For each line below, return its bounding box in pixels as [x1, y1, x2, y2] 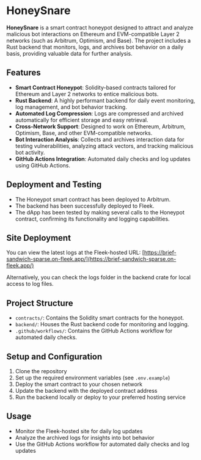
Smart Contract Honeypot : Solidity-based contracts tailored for [15, 84, 176, 91]
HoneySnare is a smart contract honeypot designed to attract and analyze [6, 24, 194, 31]
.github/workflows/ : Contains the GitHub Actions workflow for [15, 327, 173, 335]
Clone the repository [15, 368, 67, 374]
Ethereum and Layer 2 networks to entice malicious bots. [15, 90, 159, 98]
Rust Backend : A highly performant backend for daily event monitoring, [15, 97, 196, 104]
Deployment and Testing [6, 180, 102, 190]
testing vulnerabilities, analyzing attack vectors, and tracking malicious [15, 142, 194, 150]
